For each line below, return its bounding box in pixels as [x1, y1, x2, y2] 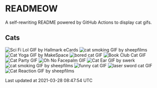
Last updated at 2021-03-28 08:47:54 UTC [5, 77, 93, 83]
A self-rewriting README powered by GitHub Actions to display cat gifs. [5, 19, 152, 25]
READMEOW [5, 3, 58, 14]
